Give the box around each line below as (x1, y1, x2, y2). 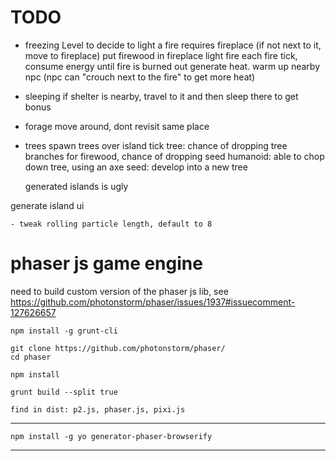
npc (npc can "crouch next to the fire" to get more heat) (24, 71, 256, 83)
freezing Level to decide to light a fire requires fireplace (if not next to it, (24, 39, 322, 51)
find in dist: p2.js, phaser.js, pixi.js (10, 404, 186, 415)
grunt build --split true (10, 387, 118, 397)
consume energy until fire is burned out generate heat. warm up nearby (24, 60, 320, 72)
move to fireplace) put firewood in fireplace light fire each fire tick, (24, 49, 298, 61)
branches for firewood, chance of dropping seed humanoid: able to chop (24, 150, 325, 162)
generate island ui (10, 199, 85, 211)
